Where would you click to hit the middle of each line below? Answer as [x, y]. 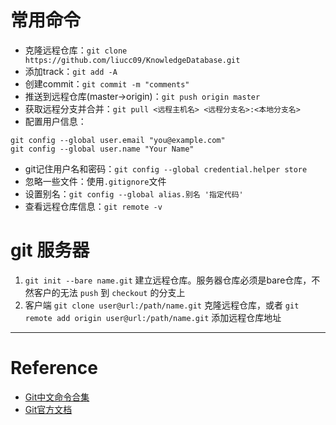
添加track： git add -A [71, 71]
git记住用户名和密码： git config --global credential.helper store [166, 168]
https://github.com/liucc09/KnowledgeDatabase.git [132, 60]
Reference [54, 368]
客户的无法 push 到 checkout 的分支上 [109, 292]
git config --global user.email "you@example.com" [118, 140]
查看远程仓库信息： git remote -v [93, 206]
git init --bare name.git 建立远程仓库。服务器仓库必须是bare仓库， [168, 280]
